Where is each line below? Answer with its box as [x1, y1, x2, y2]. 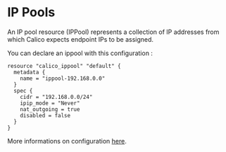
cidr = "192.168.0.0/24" [20, 93, 93, 100]
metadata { [13, 69, 46, 76]
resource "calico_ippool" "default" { [7, 62, 121, 69]
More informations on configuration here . [7, 136, 127, 145]
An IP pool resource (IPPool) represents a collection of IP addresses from [7, 28, 220, 36]
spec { [13, 87, 33, 94]
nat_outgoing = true [20, 105, 80, 113]
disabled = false [20, 112, 71, 119]
